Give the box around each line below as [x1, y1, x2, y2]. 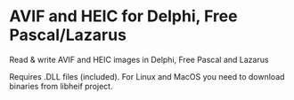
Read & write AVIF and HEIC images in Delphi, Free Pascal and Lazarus [9, 54, 269, 65]
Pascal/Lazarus [9, 25, 127, 45]
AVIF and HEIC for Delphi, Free [9, 6, 238, 27]
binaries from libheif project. [9, 81, 113, 91]
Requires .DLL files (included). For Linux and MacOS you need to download [9, 71, 285, 81]
